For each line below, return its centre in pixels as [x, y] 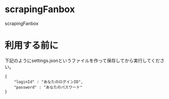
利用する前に [32, 45]
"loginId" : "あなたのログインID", [49, 82]
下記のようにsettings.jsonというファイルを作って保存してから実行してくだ [82, 60]
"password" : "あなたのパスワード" [48, 87]
